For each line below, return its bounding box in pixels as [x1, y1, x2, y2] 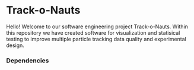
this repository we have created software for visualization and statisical [6, 29, 180, 36]
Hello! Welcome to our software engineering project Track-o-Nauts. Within [6, 23, 189, 30]
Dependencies [6, 56, 49, 65]
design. [6, 42, 25, 49]
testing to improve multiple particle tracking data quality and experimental [6, 35, 187, 42]
